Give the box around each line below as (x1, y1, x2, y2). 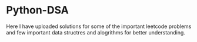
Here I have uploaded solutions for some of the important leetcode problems (6, 23, 192, 30)
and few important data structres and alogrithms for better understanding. (6, 29, 185, 36)
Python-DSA (6, 3, 69, 17)
